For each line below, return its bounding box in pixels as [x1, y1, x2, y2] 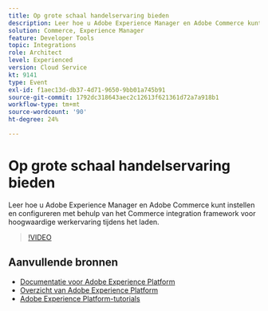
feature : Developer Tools [8, 33, 94, 42]
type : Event [8, 78, 48, 86]
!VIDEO [27, 232, 52, 242]
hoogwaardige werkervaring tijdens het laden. [8, 217, 160, 226]
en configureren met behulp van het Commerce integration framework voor [8, 208, 256, 218]
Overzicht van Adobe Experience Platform [19, 285, 159, 295]
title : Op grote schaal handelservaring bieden [8, 11, 170, 20]
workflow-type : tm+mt [8, 100, 81, 108]
